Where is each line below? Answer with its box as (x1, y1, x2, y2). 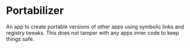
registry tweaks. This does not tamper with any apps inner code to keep (6, 29, 179, 36)
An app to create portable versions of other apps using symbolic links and (6, 23, 184, 30)
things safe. (6, 35, 34, 42)
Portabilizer (6, 4, 64, 17)
